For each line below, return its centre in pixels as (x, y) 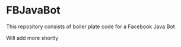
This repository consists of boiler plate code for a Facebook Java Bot (90, 26)
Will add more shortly (32, 38)
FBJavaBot (33, 10)
